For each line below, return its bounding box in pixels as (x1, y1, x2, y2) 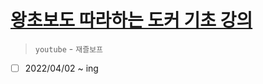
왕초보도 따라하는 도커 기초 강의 (10, 9, 253, 32)
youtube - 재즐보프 (34, 42, 104, 55)
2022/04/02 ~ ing (24, 62, 99, 74)
